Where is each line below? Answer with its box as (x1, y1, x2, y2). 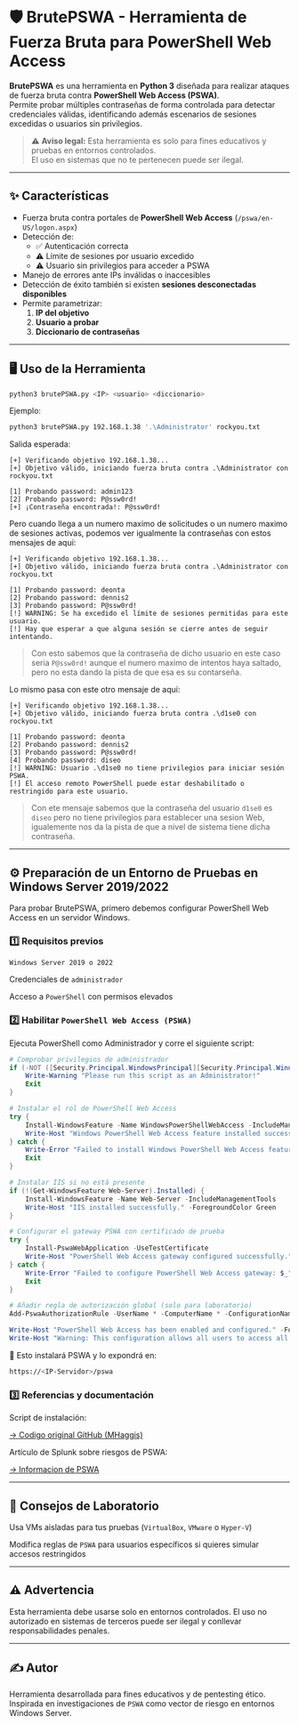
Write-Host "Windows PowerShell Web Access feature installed (25, 1129, 261, 1138)
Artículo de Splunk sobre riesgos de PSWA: (9, 1447, 168, 1458)
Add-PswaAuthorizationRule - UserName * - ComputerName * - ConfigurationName (9, 1309, 296, 1318)
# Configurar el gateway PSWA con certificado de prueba (9, 1227, 225, 1236)
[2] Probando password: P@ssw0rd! (9, 495, 138, 504)
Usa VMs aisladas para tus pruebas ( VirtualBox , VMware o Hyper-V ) (9, 1521, 253, 1532)
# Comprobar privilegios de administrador (9, 1055, 169, 1064)
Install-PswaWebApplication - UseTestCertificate (25, 1243, 209, 1253)
